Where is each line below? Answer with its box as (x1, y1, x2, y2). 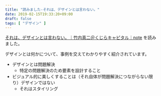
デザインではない (20, 80, 55, 86)
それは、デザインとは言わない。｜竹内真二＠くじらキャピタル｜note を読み (5, 35, 157, 40)
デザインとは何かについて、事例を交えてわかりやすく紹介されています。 (5, 51, 150, 57)
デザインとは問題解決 (12, 61, 55, 67)
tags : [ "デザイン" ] (5, 20, 46, 26)
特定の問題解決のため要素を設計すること (19, 68, 101, 74)
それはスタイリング (19, 86, 59, 92)
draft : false (5, 16, 32, 21)
